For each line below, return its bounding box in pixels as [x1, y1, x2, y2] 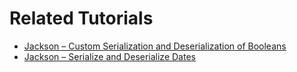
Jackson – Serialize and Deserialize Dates [23, 50, 196, 62]
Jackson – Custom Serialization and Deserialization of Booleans [23, 40, 287, 52]
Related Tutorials [9, 7, 154, 30]
